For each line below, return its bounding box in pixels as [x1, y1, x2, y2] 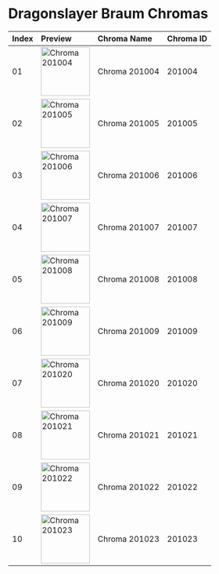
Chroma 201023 [97, 533, 160, 544]
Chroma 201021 [97, 429, 160, 440]
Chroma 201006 [97, 169, 160, 180]
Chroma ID [167, 33, 208, 44]
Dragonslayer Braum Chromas [8, 5, 209, 23]
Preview [41, 33, 72, 44]
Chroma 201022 [97, 481, 160, 492]
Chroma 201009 [97, 325, 160, 336]
